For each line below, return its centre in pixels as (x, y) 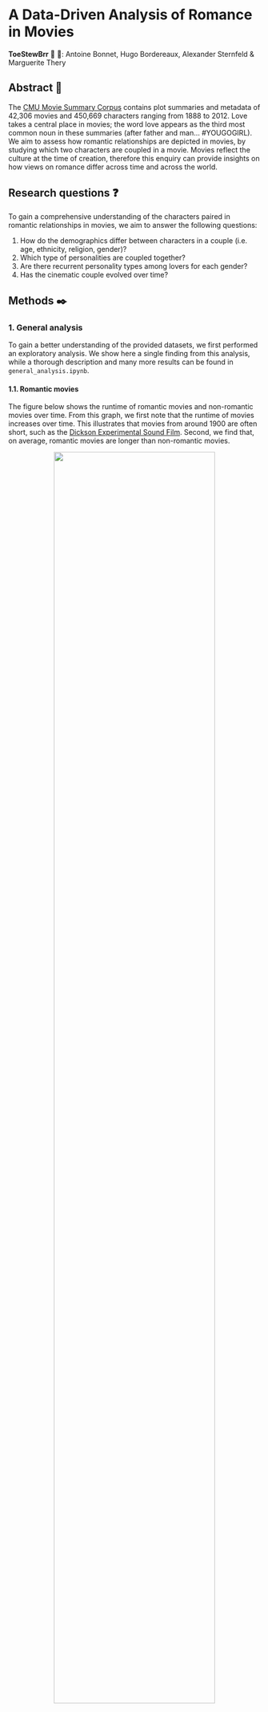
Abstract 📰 (35, 88)
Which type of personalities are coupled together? (102, 258)
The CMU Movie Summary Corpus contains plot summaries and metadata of (134, 107)
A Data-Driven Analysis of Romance (130, 15)
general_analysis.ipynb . (49, 371)
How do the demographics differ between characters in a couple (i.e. (134, 240)
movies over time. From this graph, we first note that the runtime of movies (131, 416)
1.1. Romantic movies (44, 389)
